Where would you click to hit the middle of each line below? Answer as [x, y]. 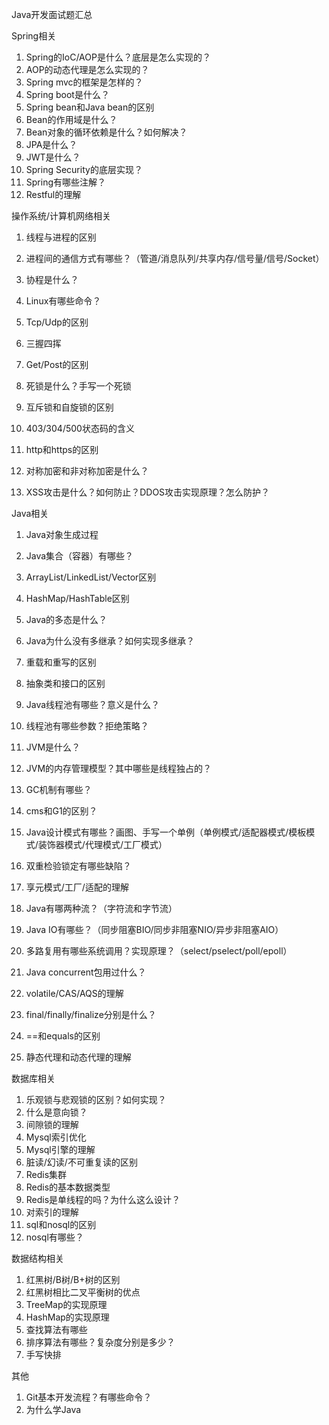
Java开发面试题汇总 [52, 14]
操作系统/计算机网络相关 [61, 216]
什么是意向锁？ [56, 1112]
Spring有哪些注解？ [66, 182]
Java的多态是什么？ [66, 619]
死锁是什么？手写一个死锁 [78, 386]
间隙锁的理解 [52, 1124]
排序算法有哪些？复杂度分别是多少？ [100, 1342]
